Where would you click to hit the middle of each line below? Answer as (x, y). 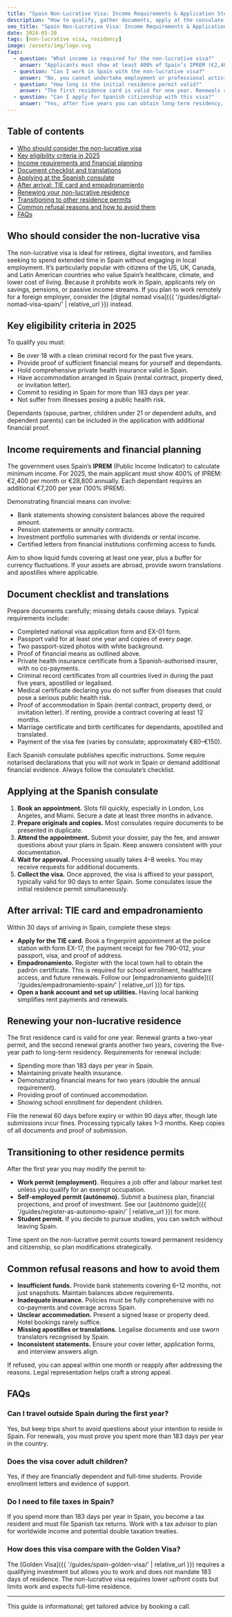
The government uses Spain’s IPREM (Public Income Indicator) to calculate (114, 466)
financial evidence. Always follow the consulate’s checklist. (91, 769)
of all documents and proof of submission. (67, 1131)
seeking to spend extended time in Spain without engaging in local (102, 260)
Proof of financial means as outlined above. (79, 653)
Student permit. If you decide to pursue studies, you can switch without (120, 1219)
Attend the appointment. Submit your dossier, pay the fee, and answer (118, 838)
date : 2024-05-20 (32, 33)
